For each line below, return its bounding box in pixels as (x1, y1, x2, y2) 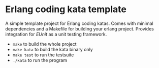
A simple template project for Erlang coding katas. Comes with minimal (5, 20, 153, 26)
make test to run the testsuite (12, 52, 74, 58)
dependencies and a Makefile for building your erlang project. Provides (5, 25, 154, 31)
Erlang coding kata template (5, 4, 127, 15)
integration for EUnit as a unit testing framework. (5, 31, 107, 37)
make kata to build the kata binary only (12, 46, 93, 52)
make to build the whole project (12, 41, 77, 47)
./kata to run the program (12, 57, 68, 63)
